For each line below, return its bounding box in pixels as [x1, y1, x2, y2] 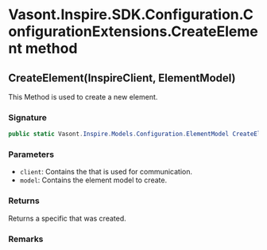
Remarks [8, 233, 44, 244]
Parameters [8, 149, 54, 160]
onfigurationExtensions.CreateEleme [8, 22, 258, 41]
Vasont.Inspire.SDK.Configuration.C [8, 6, 254, 24]
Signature [8, 111, 48, 123]
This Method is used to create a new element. [8, 92, 158, 101]
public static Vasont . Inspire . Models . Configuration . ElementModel [8, 130, 229, 139]
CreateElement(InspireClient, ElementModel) [8, 71, 236, 84]
